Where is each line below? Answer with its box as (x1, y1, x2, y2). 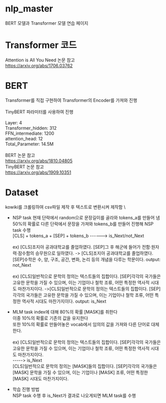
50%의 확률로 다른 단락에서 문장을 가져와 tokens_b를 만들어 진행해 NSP (12, 221, 154, 227)
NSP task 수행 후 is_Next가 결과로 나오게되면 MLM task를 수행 (12, 393, 136, 399)
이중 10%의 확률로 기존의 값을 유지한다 (12, 315, 88, 321)
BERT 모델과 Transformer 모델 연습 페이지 (5, 20, 88, 26)
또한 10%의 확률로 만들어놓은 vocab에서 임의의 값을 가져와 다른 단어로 (12, 321, 150, 327)
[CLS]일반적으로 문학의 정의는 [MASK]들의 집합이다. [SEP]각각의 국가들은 (12, 363, 157, 369)
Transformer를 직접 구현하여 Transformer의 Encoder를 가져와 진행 (5, 97, 137, 103)
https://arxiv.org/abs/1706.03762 (5, 62, 73, 68)
